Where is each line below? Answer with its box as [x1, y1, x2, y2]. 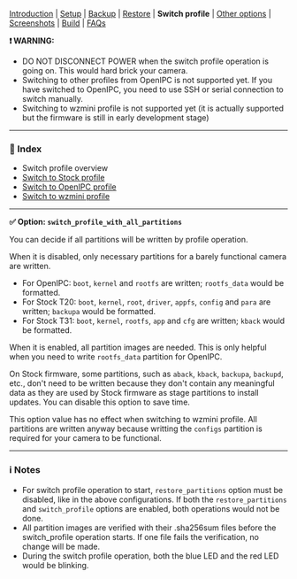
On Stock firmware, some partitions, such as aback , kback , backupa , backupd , [9, 368, 285, 380]
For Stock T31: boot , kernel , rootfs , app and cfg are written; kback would [21, 315, 286, 327]
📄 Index [9, 143, 42, 155]
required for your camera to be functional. [9, 433, 162, 444]
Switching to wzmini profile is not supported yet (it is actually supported [21, 103, 285, 113]
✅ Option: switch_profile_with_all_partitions [9, 217, 183, 228]
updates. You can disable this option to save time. [9, 397, 190, 407]
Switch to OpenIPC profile [21, 181, 117, 192]
